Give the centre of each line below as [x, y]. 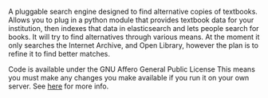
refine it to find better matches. [59, 54]
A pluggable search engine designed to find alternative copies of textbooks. [133, 12]
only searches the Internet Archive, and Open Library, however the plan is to [134, 45]
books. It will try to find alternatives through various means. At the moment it [134, 37]
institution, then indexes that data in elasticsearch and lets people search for [134, 28]
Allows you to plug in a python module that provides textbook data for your [131, 20]
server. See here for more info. [59, 86]
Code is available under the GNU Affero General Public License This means [132, 69]
